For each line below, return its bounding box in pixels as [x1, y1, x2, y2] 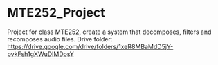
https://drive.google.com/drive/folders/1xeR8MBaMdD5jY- [7, 42, 174, 50]
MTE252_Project [7, 5, 105, 21]
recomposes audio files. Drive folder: [7, 35, 113, 43]
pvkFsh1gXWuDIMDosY [7, 50, 75, 58]
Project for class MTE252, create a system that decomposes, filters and [7, 28, 212, 36]
